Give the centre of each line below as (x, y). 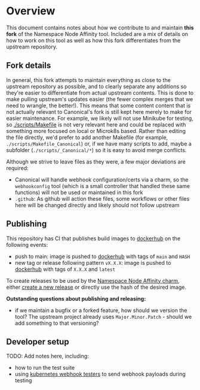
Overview (31, 11)
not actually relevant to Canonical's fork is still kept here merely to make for (99, 111)
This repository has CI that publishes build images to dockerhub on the (93, 238)
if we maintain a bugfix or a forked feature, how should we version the (101, 310)
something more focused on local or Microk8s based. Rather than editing (96, 131)
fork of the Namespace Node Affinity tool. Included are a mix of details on (97, 34)
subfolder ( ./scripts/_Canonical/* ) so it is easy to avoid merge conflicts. (96, 150)
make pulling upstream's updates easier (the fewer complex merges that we (100, 99)
